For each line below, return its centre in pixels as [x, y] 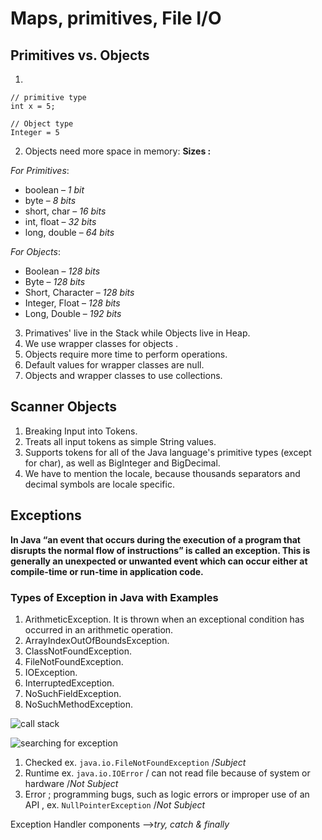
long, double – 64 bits [69, 232]
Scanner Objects [63, 407]
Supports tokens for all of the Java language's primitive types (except [168, 452]
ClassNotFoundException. [78, 651]
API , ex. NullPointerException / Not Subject [115, 804]
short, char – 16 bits [65, 211]
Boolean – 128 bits [62, 271]
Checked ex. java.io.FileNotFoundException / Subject [135, 762]
